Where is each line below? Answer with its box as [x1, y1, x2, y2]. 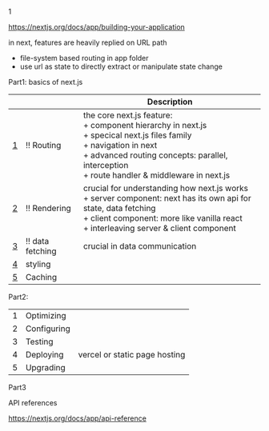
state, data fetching [82, 203, 156, 214]
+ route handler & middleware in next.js [82, 170, 231, 181]
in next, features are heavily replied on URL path [8, 38, 167, 47]
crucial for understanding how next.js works [82, 183, 248, 194]
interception [82, 160, 129, 170]
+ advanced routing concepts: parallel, [82, 150, 228, 161]
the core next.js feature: [82, 110, 173, 121]
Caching [25, 272, 58, 282]
